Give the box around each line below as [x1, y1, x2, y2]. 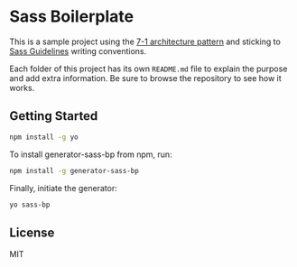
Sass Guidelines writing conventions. [9, 45, 147, 56]
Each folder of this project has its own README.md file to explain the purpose [9, 63, 288, 74]
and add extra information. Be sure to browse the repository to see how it [9, 72, 282, 83]
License [9, 225, 55, 240]
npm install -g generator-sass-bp [9, 166, 140, 175]
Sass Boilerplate [9, 6, 134, 27]
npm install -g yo [9, 133, 79, 142]
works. [9, 82, 35, 93]
